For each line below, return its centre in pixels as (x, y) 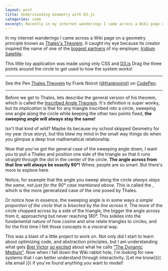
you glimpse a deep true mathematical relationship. (58, 139)
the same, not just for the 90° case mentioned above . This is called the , (79, 185)
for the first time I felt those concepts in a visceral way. (62, 227)
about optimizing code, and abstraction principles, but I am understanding (81, 242)
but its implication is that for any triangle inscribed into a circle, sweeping (80, 108)
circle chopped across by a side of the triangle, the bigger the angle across (82, 211)
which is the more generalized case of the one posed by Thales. (71, 190)
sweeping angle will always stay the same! (50, 119)
